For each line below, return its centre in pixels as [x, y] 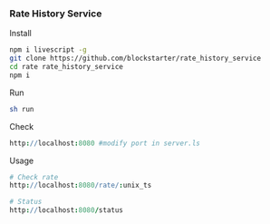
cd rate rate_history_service [67, 67]
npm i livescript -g [48, 50]
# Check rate [34, 177]
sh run [22, 109]
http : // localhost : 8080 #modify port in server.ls [105, 143]
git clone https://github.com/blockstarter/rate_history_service [135, 58]
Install [20, 34]
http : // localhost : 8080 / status [67, 210]
